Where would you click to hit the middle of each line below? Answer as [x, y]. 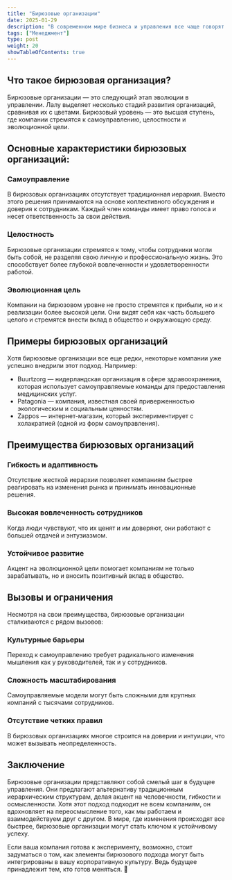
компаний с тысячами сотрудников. [61, 703]
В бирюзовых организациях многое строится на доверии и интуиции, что [116, 736]
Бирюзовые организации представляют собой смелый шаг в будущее [111, 781]
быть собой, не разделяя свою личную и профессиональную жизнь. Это [115, 257]
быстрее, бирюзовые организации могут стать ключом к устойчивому [112, 826]
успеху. [18, 833]
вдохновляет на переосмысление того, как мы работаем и [95, 811]
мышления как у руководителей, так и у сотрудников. [87, 662]
